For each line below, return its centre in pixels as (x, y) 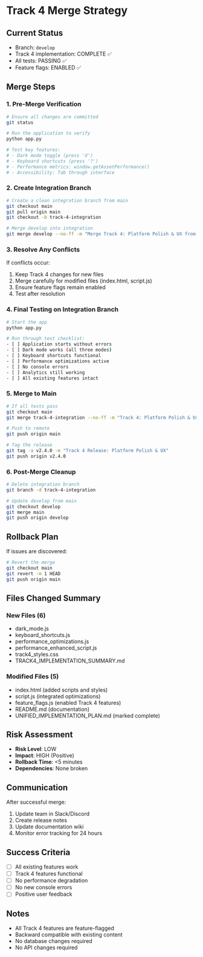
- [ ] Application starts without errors (59, 344)
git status (20, 122)
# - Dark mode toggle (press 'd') (50, 156)
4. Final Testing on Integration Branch (63, 310)
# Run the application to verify (48, 133)
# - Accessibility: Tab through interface (60, 172)
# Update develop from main (42, 501)
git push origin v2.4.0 (36, 456)
